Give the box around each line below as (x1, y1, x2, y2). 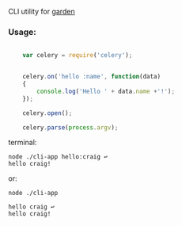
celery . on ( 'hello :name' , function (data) (22, 73, 161, 81)
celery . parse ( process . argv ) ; (22, 123, 119, 132)
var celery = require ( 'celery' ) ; (22, 52, 133, 59)
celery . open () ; (22, 109, 73, 117)
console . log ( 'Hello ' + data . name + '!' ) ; (36, 87, 176, 95)
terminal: (8, 138, 37, 147)
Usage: (8, 26, 37, 37)
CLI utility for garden (8, 7, 75, 16)
